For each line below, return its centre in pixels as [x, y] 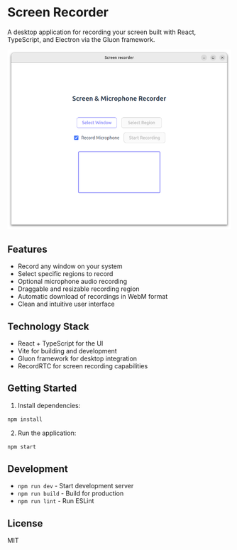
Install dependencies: [49, 405]
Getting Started [42, 389]
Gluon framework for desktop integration [77, 358]
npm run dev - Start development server [76, 486]
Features [27, 249]
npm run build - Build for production [71, 493]
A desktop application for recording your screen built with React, [102, 32]
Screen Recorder [58, 12]
